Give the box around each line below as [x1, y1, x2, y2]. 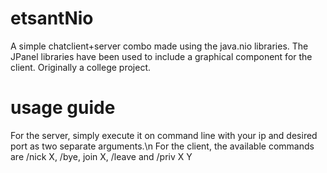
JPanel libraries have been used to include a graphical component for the [10, 50, 313, 62]
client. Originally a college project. [10, 61, 152, 73]
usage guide [10, 97, 116, 119]
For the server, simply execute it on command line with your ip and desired [10, 129, 318, 141]
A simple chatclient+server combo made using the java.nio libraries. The [10, 40, 309, 52]
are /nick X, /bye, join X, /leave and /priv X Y [10, 150, 193, 162]
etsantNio [10, 7, 94, 30]
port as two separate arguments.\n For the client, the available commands [10, 140, 315, 152]
